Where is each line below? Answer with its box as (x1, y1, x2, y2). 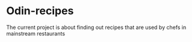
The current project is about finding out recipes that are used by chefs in (6, 24, 187, 31)
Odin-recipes (6, 4, 74, 18)
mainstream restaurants (6, 30, 65, 37)
